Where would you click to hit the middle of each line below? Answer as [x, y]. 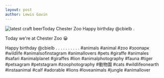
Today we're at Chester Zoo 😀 [37, 38]
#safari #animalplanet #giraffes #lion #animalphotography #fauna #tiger [79, 58]
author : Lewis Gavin [27, 14]
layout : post [19, 10]
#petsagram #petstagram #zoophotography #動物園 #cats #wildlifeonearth [82, 64]
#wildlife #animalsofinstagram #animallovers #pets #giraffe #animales [77, 53]
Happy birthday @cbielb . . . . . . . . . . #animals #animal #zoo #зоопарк [77, 48]
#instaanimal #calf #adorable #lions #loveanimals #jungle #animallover [78, 70]
